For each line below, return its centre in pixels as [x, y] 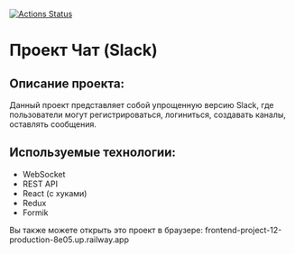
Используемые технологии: [92, 153]
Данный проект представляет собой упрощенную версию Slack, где [142, 105]
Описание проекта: [67, 83]
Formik [35, 213]
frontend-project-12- [243, 230]
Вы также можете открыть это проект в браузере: [106, 230]
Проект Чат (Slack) [83, 50]
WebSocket [44, 174]
